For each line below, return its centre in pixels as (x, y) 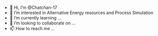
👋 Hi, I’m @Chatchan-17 (33, 8)
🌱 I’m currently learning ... (35, 18)
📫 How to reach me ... (32, 28)
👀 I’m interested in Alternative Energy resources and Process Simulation (81, 13)
